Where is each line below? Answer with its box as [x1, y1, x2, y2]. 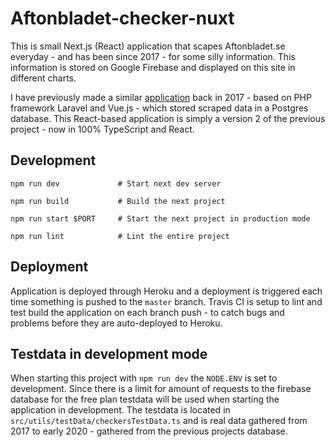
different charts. [10, 72, 77, 84]
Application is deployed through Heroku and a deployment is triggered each [10, 285, 323, 297]
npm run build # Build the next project [10, 196, 226, 206]
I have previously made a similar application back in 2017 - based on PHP [10, 91, 312, 103]
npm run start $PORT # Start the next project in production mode [10, 213, 311, 224]
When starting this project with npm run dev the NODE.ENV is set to [10, 372, 278, 384]
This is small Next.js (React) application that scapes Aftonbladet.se [10, 40, 286, 52]
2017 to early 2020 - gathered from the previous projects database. [10, 425, 288, 437]
